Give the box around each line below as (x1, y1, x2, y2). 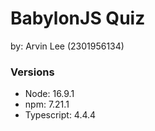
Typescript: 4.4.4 (24, 109, 97, 121)
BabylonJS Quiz (10, 7, 146, 30)
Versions (10, 65, 55, 79)
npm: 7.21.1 (24, 98, 70, 111)
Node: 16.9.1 (24, 88, 75, 100)
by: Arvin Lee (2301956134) (10, 40, 125, 52)
